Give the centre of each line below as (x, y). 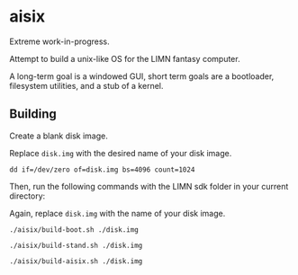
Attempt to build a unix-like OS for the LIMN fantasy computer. (125, 58)
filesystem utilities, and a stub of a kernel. (86, 85)
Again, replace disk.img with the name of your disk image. (117, 213)
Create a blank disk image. (59, 136)
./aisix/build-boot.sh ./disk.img (74, 230)
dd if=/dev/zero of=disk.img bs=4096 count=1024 (102, 169)
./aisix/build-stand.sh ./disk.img (76, 245)
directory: (27, 196)
